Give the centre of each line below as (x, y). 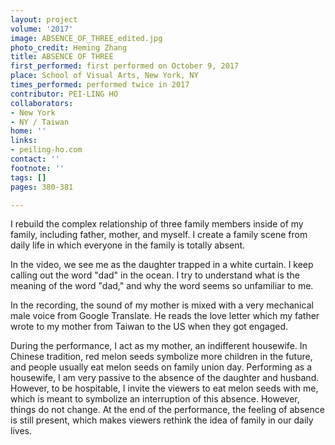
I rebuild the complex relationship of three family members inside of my (157, 224)
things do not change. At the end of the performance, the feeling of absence (167, 410)
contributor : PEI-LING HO (64, 94)
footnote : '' (37, 168)
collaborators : (42, 103)
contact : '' (35, 159)
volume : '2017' (42, 29)
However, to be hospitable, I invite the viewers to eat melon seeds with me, (164, 388)
